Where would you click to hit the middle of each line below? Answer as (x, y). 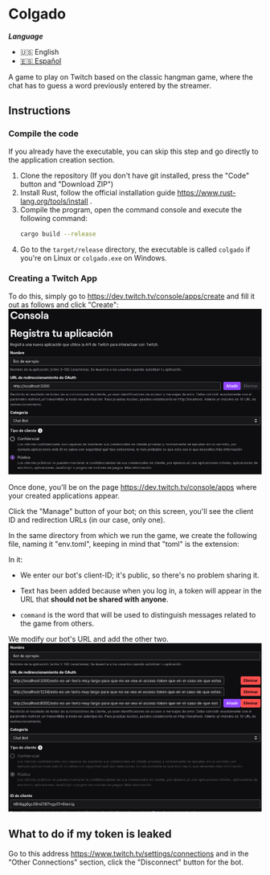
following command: (54, 218)
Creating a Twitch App (53, 278)
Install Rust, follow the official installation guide (98, 192)
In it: (15, 559)
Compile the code (43, 134)
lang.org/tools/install (54, 201)
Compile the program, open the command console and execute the (131, 209)
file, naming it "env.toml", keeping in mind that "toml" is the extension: (124, 544)
